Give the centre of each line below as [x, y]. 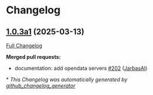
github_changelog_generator [41, 86]
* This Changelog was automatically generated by [67, 80]
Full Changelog [24, 45]
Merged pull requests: [34, 57]
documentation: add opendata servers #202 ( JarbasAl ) [81, 68]
